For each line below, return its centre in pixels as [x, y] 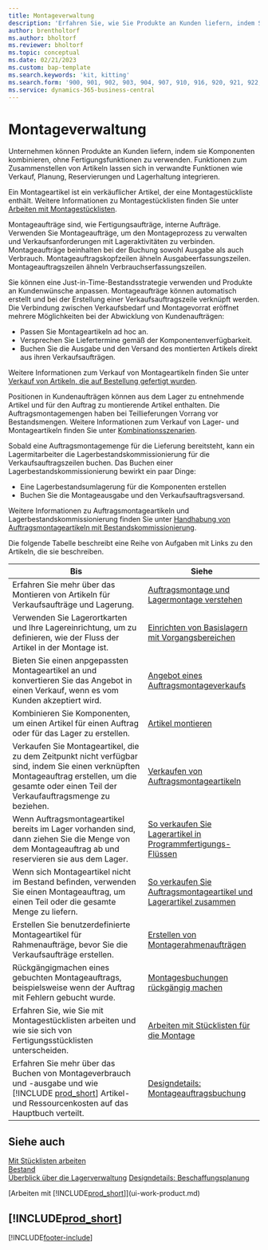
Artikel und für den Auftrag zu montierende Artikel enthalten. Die [114, 405]
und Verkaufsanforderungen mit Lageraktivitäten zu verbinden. [112, 242]
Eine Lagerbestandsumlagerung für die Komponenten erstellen [123, 487]
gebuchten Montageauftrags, [67, 978]
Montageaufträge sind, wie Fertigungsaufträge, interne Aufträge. [114, 225]
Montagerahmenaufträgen [197, 944]
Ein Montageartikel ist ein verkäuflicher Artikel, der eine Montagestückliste [130, 192]
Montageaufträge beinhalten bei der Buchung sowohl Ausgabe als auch [126, 250]
